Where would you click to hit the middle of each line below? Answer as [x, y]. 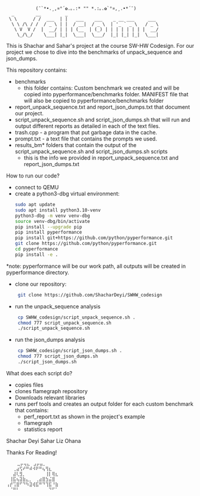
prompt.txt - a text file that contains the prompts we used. [86, 139]
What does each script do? [39, 373]
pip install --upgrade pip [48, 227]
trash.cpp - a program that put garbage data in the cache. [86, 132]
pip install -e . [36, 255]
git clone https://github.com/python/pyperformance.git [86, 244]
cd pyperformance [36, 249]
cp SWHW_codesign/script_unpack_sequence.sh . [76, 317]
